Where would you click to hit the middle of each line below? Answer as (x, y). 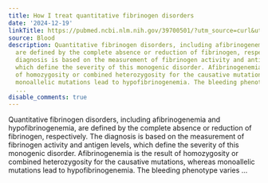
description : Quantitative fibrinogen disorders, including (110, 45)
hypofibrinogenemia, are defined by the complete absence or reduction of (130, 128)
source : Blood (32, 38)
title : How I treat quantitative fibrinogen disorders (101, 16)
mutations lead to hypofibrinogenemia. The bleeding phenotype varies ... (128, 170)
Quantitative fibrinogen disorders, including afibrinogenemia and (114, 119)
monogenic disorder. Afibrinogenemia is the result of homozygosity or (124, 154)
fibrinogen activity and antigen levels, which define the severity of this (124, 145)
